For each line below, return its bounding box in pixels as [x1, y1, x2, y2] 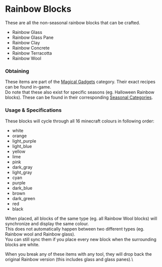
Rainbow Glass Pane [12, 34, 54, 40]
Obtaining [5, 67, 29, 74]
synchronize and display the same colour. [5, 220, 89, 227]
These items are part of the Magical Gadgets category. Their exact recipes [5, 79, 156, 85]
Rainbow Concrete [12, 45, 50, 51]
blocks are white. [5, 241, 40, 247]
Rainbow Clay [12, 39, 40, 45]
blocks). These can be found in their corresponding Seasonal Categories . [5, 94, 153, 100]
